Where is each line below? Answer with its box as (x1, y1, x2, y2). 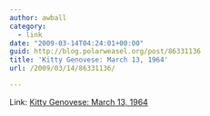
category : (9, 22, 47, 31)
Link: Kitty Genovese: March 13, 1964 (9, 96, 148, 107)
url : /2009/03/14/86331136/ (9, 64, 116, 73)
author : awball (9, 13, 67, 23)
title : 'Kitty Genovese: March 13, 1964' (9, 55, 169, 64)
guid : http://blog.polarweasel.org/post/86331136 (9, 47, 202, 56)
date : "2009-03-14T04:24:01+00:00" (9, 38, 145, 48)
